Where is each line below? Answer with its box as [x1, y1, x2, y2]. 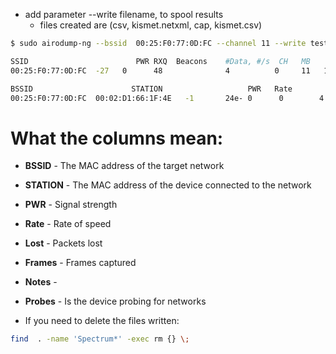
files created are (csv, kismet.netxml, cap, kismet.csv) [39, 19, 263, 31]
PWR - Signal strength [24, 199, 118, 211]
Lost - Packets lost [24, 237, 103, 249]
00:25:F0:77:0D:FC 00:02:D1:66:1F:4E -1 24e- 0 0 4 [10, 93, 325, 103]
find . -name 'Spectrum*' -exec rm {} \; [10, 334, 190, 344]
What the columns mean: [10, 127, 224, 149]
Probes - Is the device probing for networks [24, 295, 207, 308]
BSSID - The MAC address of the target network [24, 160, 225, 172]
